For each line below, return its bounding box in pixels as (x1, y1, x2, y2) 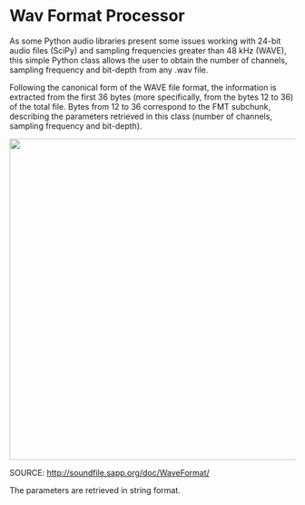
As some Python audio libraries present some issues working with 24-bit (9, 35, 281, 46)
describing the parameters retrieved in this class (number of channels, (9, 111, 272, 121)
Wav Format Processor (9, 5, 185, 26)
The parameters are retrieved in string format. (9, 484, 182, 495)
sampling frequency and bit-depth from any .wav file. (9, 64, 209, 75)
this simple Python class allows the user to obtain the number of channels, (9, 54, 288, 65)
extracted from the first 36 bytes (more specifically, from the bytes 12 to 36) (9, 92, 294, 102)
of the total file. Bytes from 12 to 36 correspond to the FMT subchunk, (9, 101, 271, 112)
